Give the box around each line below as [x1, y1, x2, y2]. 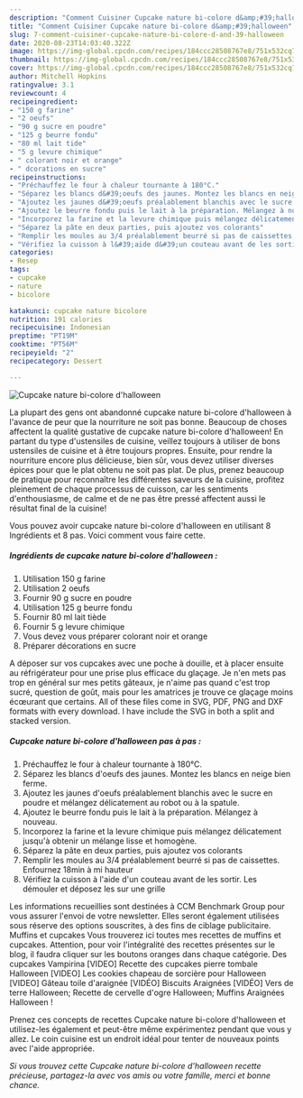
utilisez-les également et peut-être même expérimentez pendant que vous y [9, 1023, 292, 1034]
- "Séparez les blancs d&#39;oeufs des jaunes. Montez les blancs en [9, 189, 277, 198]
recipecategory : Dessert [9, 356, 103, 365]
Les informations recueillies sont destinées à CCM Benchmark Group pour [9, 900, 286, 911]
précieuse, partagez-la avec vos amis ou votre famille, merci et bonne [9, 1070, 271, 1081]
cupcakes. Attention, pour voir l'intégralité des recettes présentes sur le [9, 939, 276, 950]
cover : [9, 64, 34, 73]
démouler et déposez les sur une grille [22, 883, 166, 894]
